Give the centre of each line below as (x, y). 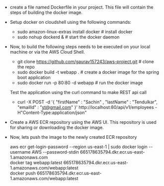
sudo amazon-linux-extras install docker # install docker (75, 32)
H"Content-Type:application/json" (52, 112)
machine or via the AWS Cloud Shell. (47, 52)
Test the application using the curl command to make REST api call (78, 92)
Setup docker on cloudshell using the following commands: (71, 22)
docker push (23, 173)
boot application (34, 77)
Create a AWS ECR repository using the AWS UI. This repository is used (83, 122)
